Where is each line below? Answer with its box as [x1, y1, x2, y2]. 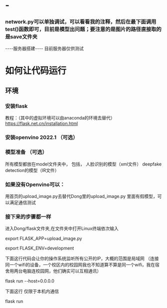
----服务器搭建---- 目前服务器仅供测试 [5, 45, 84, 51]
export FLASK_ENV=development [5, 245, 74, 251]
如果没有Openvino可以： [5, 181, 65, 188]
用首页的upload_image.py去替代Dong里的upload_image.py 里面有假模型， [5, 193, 158, 199]
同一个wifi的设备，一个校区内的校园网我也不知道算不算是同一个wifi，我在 [5, 262, 156, 268]
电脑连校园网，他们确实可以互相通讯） [22, 268, 101, 274]
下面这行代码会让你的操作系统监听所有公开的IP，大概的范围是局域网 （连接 [5, 255, 159, 261]
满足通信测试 [9, 199, 36, 205]
